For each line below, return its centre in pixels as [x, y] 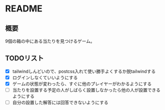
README [24, 9]
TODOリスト [24, 58]
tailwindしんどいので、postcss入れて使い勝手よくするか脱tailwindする [84, 71]
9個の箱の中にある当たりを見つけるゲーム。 [50, 41]
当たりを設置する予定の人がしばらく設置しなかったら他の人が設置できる [86, 90]
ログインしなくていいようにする [45, 77]
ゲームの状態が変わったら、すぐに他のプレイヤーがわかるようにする [82, 84]
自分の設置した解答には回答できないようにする [60, 103]
